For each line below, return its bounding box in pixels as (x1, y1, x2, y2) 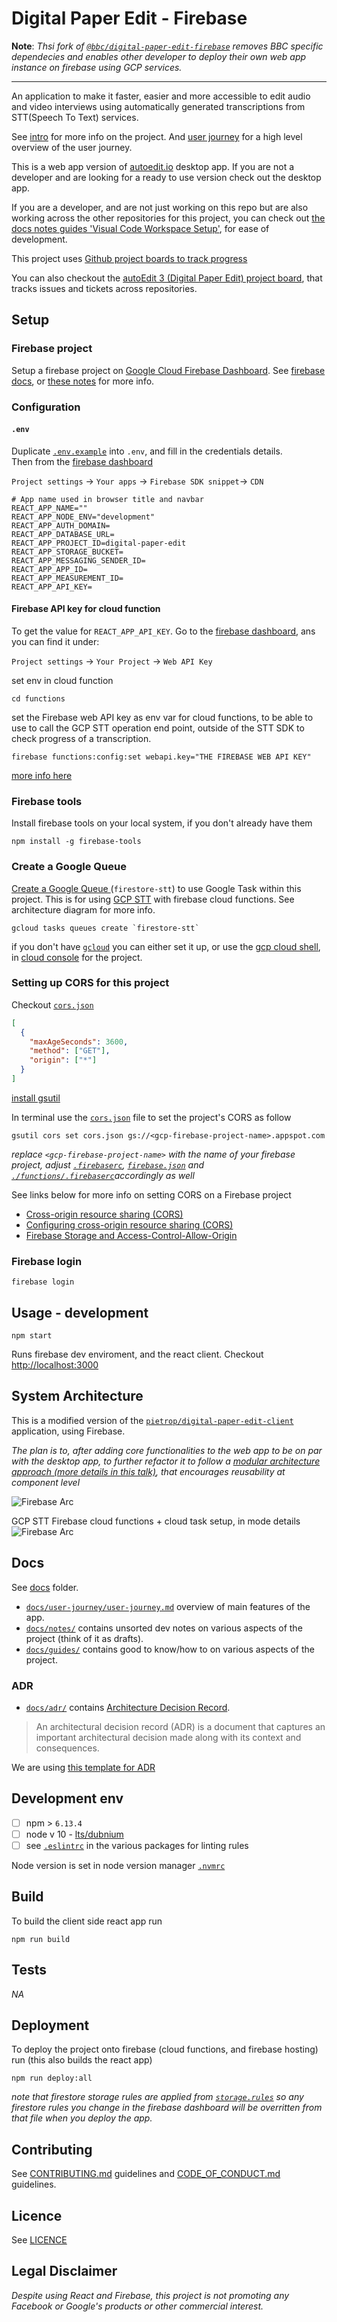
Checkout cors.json (11, 998, 94, 1011)
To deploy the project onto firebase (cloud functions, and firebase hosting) (11, 2043, 319, 2056)
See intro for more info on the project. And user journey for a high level (11, 130, 303, 142)
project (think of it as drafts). (25, 1632, 144, 1644)
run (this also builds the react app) (11, 2054, 153, 2066)
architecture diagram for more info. (11, 903, 156, 916)
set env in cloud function (11, 674, 114, 686)
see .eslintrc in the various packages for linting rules (25, 1839, 249, 1851)
